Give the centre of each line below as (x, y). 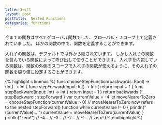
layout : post (18, 14)
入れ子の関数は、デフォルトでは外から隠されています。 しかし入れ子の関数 (80, 54)
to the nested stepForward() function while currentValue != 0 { (67, 108)
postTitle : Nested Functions (36, 18)
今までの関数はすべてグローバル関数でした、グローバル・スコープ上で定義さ (81, 37)
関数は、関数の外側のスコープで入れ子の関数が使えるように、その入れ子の (83, 66)
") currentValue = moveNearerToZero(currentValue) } (91, 112)
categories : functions (28, 23)
